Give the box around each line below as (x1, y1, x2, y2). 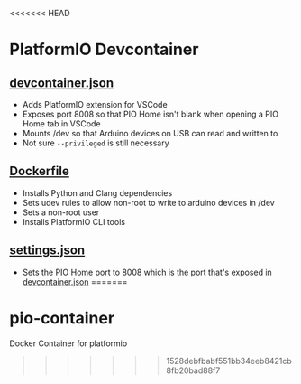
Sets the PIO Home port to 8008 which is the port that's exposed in (22, 267, 272, 277)
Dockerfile (9, 164, 70, 179)
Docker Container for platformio (9, 338, 128, 349)
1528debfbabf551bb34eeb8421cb (166, 355, 293, 366)
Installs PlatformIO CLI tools (22, 216, 126, 227)
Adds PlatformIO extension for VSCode (22, 99, 169, 109)
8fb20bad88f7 (166, 365, 221, 376)
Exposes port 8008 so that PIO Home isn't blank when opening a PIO (22, 108, 279, 119)
